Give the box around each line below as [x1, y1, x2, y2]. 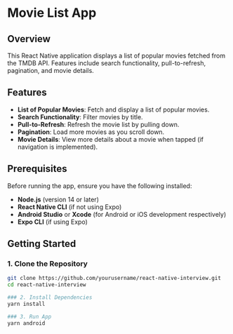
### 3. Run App [7, 313, 52, 320]
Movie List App [7, 5, 97, 21]
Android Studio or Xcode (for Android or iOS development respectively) [17, 210, 227, 218]
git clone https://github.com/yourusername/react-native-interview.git [7, 275, 221, 282]
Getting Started [7, 238, 76, 250]
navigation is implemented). [17, 142, 98, 151]
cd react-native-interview [7, 281, 86, 288]
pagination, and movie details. [7, 67, 95, 74]
